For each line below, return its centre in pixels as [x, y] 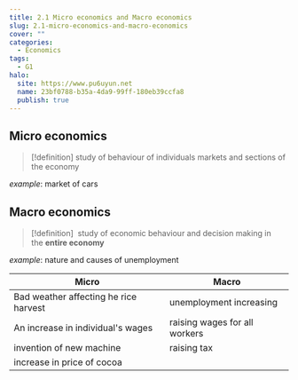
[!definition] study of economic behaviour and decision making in [151, 233]
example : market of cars [54, 184]
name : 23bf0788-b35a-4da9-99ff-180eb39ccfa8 [101, 91]
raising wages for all [212, 322]
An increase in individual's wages [83, 328]
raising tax [191, 348]
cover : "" [27, 34]
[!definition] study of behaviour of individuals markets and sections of [158, 157]
